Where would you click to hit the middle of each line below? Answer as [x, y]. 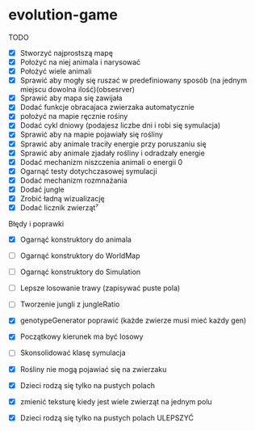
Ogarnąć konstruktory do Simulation [80, 272]
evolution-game [63, 15]
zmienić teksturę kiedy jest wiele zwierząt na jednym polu [116, 401]
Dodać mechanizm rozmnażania [73, 180]
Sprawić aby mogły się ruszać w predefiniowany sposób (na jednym [134, 80]
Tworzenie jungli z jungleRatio [70, 304]
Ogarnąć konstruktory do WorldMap [80, 256]
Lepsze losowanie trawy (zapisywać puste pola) [100, 288]
